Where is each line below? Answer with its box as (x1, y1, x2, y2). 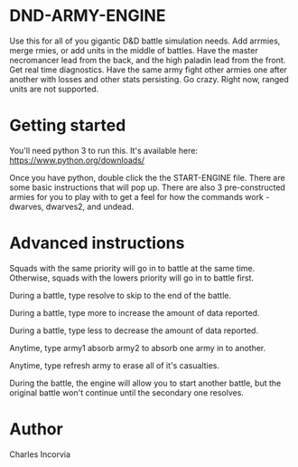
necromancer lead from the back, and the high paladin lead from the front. (9, 54, 286, 65)
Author (9, 419, 63, 439)
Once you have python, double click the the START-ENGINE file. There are (9, 172, 286, 183)
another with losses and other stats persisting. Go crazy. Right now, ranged (9, 73, 289, 84)
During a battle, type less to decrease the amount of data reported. (9, 325, 259, 336)
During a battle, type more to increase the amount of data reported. (9, 307, 260, 318)
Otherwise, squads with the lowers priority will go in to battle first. (9, 272, 255, 283)
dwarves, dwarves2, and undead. (9, 201, 135, 212)
